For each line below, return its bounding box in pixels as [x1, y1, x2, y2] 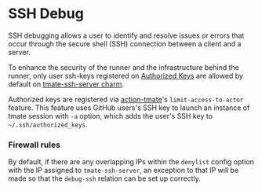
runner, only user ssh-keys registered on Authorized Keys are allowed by [8, 71, 243, 80]
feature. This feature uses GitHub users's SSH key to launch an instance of [8, 103, 250, 112]
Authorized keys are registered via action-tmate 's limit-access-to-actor [8, 94, 244, 104]
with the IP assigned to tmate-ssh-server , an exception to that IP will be [8, 166, 239, 175]
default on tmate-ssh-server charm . [8, 79, 124, 89]
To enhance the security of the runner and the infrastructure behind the [8, 62, 239, 72]
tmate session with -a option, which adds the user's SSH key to [8, 111, 213, 120]
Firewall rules [8, 139, 61, 150]
